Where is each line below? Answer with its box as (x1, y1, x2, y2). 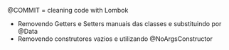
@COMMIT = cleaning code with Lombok (7, 6, 129, 14)
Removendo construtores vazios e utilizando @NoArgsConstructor (17, 35, 213, 43)
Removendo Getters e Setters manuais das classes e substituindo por (17, 20, 222, 27)
